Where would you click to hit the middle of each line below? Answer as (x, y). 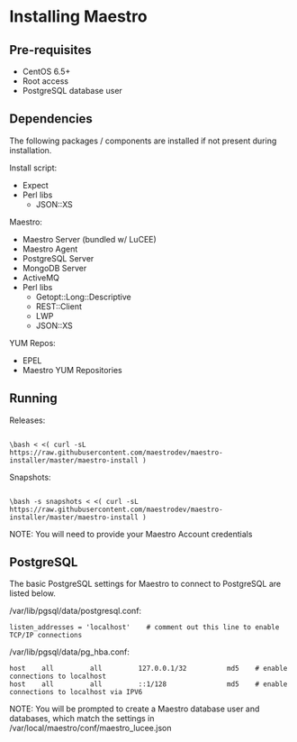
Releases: (27, 420)
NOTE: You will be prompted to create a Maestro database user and (135, 709)
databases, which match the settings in (82, 719)
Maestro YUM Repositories (72, 370)
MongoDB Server (54, 268)
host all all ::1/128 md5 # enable (148, 684)
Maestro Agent (50, 249)
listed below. (33, 593)
